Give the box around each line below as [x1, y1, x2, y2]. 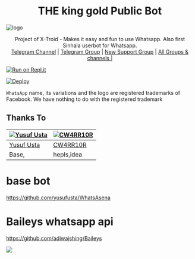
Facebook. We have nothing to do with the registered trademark [6, 95, 163, 103]
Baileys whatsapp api [6, 215, 114, 228]
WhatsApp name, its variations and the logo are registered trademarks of [6, 89, 181, 96]
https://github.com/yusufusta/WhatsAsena [6, 194, 111, 201]
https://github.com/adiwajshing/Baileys [6, 235, 102, 242]
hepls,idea [53, 150, 82, 159]
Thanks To [6, 113, 46, 123]
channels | [87, 54, 113, 61]
